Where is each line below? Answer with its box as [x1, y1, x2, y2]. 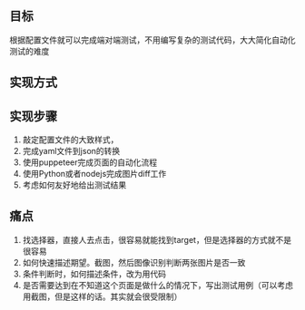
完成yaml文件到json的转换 [22, 146, 121, 157]
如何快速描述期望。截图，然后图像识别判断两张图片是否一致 [22, 257, 246, 267]
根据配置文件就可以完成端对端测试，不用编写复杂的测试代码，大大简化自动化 [9, 34, 296, 45]
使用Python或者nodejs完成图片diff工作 [22, 169, 167, 179]
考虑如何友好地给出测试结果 [22, 179, 127, 190]
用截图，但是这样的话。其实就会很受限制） [22, 291, 182, 302]
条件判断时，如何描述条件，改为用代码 [22, 268, 166, 279]
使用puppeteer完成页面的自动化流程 [22, 157, 157, 168]
